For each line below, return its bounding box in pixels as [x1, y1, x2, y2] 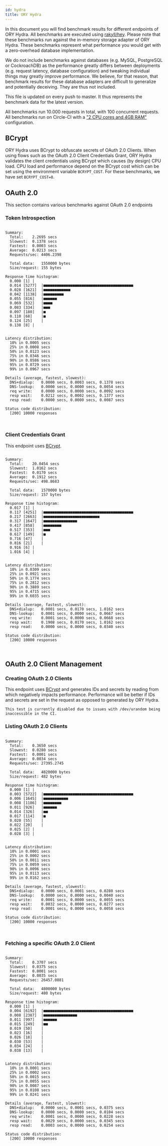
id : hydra [5, 7, 26, 13]
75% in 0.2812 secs [10, 580, 51, 585]
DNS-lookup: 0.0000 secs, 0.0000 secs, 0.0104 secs [10, 1110, 124, 1115]
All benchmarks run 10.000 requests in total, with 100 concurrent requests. [5, 109, 159, 115]
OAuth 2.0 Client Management [5, 660, 103, 668]
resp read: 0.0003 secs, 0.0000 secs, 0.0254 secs [10, 1123, 124, 1128]
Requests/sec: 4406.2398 [10, 252, 62, 257]
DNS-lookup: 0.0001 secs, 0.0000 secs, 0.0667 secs [10, 611, 124, 616]
